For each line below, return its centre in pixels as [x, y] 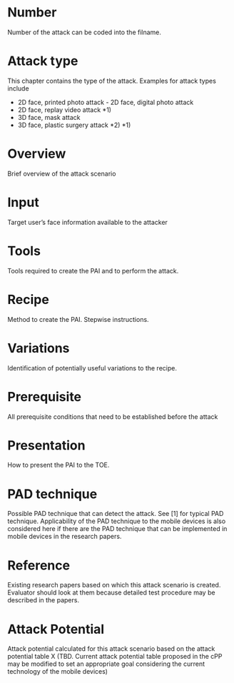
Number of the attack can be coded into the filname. [85, 32]
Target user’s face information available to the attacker [87, 222]
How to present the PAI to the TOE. [58, 465]
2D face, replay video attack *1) [65, 110]
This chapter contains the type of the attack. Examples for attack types [112, 81]
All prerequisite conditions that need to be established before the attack [113, 416]
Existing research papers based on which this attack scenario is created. [114, 585]
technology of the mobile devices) [58, 672]
